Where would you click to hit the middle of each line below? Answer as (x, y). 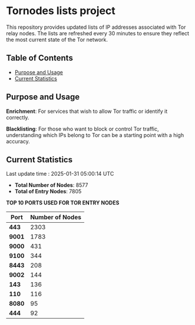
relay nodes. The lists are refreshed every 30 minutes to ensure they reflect (98, 33)
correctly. (18, 117)
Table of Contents (40, 58)
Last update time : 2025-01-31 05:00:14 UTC (60, 174)
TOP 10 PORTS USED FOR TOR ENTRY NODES (63, 203)
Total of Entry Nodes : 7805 (48, 192)
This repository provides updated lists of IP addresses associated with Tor (96, 27)
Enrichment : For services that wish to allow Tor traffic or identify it (87, 111)
